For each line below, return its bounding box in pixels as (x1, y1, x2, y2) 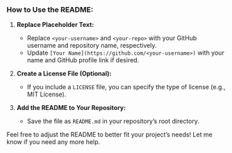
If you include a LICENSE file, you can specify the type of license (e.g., (26, 83, 226, 91)
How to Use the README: (6, 5, 94, 15)
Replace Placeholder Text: (16, 21, 94, 29)
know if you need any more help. (6, 138, 101, 146)
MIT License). (26, 90, 67, 98)
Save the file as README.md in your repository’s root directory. (26, 117, 199, 125)
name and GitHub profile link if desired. (26, 56, 140, 64)
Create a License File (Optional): (16, 69, 112, 78)
